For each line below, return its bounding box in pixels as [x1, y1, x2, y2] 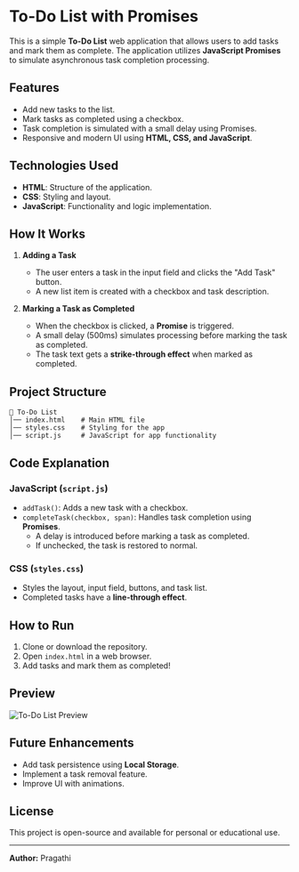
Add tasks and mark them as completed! [21, 660, 171, 671]
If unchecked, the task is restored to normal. [35, 540, 198, 551]
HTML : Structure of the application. [21, 182, 153, 192]
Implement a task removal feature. [21, 768, 149, 779]
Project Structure [9, 384, 107, 400]
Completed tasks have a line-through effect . [21, 592, 188, 602]
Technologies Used [9, 158, 118, 174]
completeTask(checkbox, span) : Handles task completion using [21, 512, 252, 522]
